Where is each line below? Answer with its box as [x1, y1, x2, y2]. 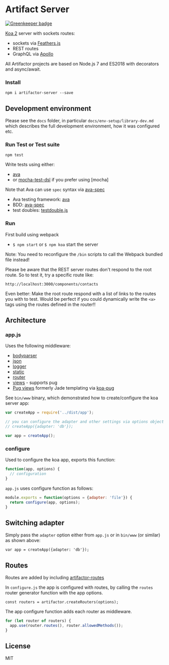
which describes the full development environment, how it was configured [5, 123, 160, 129]
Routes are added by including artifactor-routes [5, 575, 105, 580]
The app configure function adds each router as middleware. [5, 609, 132, 614]
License [5, 642, 31, 651]
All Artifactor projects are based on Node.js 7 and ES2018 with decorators [5, 60, 159, 67]
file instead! [5, 257, 30, 263]
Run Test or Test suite [5, 141, 60, 148]
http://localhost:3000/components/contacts [5, 281, 99, 287]
